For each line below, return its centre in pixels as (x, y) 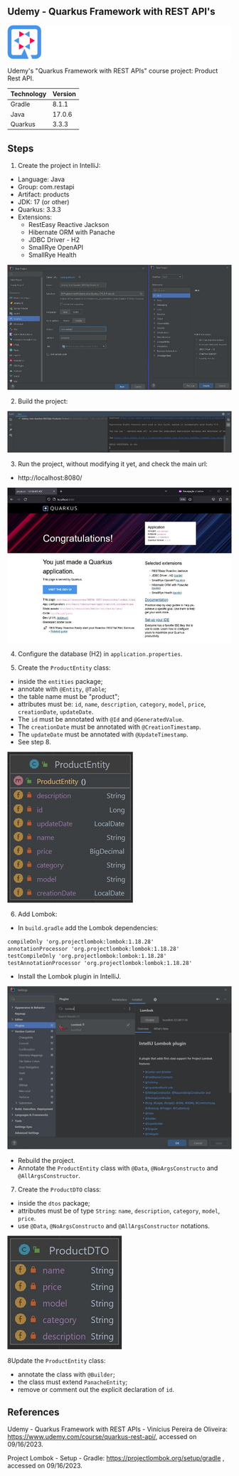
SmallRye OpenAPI (56, 248)
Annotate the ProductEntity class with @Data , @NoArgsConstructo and (118, 1168)
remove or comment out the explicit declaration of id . (96, 1390)
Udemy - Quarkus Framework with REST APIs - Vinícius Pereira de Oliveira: (117, 1429)
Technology (28, 94)
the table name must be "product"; (68, 696)
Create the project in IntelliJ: (59, 166)
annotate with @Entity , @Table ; (62, 689)
